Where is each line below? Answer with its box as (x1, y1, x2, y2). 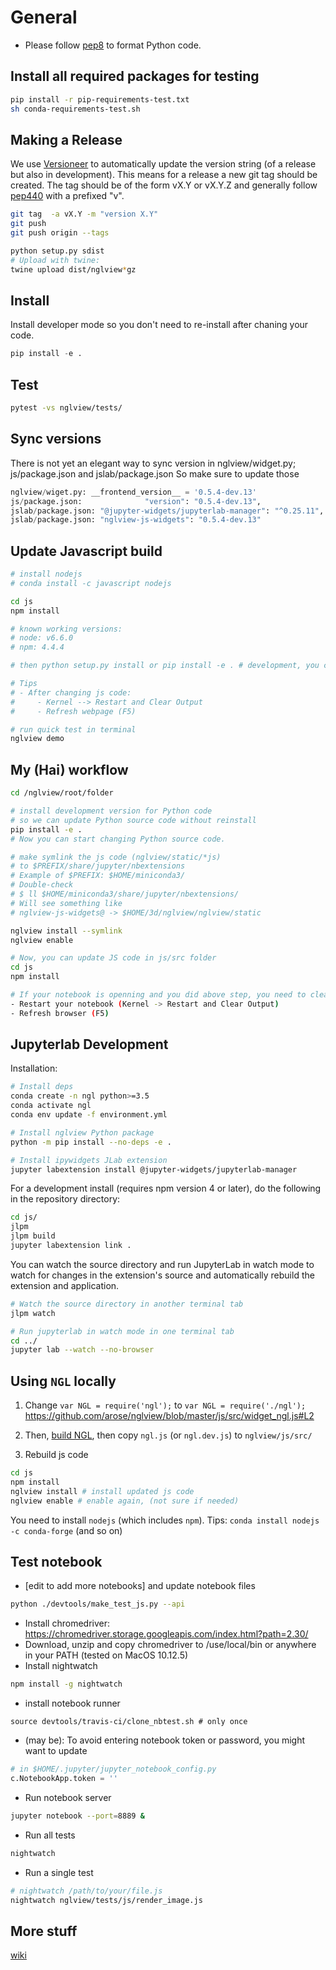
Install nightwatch (24, 1660, 98, 1672)
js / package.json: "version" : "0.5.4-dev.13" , (10, 496, 262, 506)
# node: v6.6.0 (10, 633, 74, 643)
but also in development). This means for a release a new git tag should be (10, 169, 318, 181)
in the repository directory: (10, 1193, 121, 1205)
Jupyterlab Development (10, 1036, 169, 1053)
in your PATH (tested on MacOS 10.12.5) (24, 1649, 189, 1661)
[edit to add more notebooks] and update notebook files (24, 1580, 256, 1592)
